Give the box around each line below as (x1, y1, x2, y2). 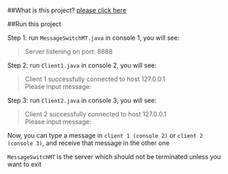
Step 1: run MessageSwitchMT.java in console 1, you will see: (7, 33, 180, 42)
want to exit (7, 160, 42, 168)
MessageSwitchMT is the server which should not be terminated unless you (7, 153, 222, 161)
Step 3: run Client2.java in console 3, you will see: (7, 96, 157, 104)
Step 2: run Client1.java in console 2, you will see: (7, 61, 157, 70)
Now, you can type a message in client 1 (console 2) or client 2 (7, 131, 204, 139)
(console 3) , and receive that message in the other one (7, 138, 170, 147)
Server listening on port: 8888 (24, 48, 113, 55)
